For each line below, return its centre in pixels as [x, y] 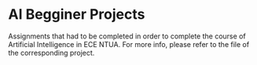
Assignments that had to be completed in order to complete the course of [127, 36]
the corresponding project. [51, 52]
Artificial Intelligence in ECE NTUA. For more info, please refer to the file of [129, 44]
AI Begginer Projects [77, 14]
